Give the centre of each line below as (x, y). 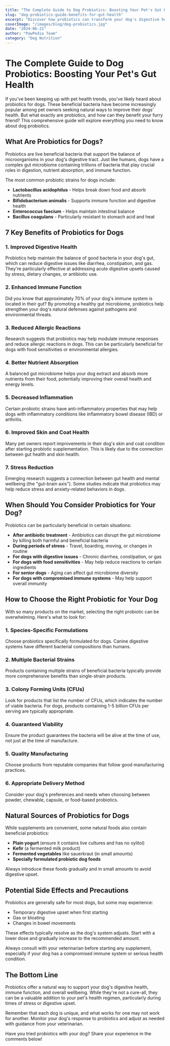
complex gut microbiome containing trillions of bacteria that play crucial (80, 165)
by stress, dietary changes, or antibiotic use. (52, 274)
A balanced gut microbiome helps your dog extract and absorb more (77, 373)
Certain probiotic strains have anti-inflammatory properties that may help (81, 408)
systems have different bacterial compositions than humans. (68, 647)
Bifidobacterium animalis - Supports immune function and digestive (84, 200)
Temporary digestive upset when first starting (60, 912)
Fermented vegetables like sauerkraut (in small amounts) (73, 854)
